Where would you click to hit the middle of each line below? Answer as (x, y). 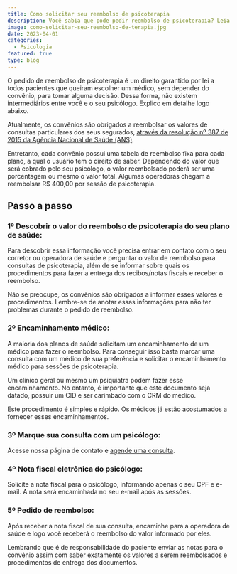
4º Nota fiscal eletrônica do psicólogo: (75, 469)
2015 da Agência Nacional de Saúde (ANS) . (71, 139)
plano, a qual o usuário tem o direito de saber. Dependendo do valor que (113, 161)
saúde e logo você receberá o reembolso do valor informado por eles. (110, 533)
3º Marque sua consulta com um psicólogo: (84, 435)
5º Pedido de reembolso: (51, 511)
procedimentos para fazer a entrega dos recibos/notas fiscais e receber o (115, 273)
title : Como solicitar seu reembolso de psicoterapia (89, 14)
